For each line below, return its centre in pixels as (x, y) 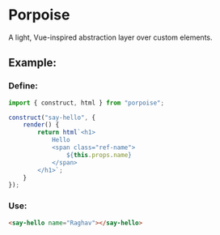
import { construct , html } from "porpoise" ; (86, 103)
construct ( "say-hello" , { (52, 117)
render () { (41, 125)
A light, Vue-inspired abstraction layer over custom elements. (110, 37)
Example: (32, 63)
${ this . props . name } (99, 155)
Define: (23, 86)
